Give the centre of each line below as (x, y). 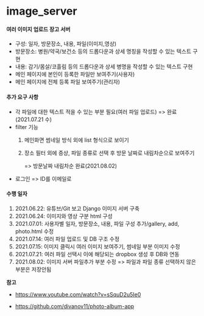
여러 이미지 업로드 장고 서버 (38, 29)
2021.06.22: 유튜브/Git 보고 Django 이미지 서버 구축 (77, 208)
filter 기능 (26, 127)
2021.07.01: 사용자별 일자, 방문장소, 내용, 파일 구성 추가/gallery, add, (97, 223)
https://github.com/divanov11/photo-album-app (75, 306)
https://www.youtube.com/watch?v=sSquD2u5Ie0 (78, 294)
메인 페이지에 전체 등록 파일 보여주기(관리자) (68, 82)
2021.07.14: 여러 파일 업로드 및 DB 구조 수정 (67, 239)
